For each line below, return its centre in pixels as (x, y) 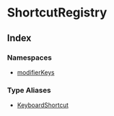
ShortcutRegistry (57, 13)
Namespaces (30, 58)
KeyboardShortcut (43, 105)
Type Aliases (29, 90)
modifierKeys (35, 72)
